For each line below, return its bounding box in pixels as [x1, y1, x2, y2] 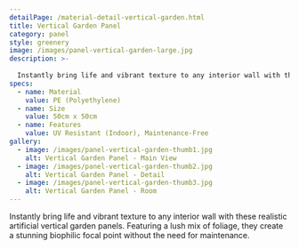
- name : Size [17, 104, 66, 113]
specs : [9, 79, 34, 88]
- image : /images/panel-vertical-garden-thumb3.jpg [17, 179, 214, 188]
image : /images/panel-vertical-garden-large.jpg [9, 46, 193, 55]
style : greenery [9, 37, 69, 47]
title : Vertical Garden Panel [9, 21, 122, 30]
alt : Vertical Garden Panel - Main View [25, 153, 177, 163]
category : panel [9, 29, 69, 38]
